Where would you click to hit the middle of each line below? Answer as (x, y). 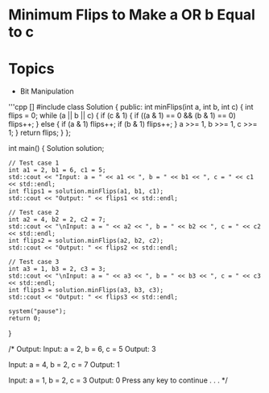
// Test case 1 (34, 163)
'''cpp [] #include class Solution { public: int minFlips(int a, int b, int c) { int (131, 107)
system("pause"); (37, 311)
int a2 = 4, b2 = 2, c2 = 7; (57, 219)
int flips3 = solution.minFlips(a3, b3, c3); (86, 291)
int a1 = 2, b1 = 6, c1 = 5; (57, 170)
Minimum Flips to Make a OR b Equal (132, 15)
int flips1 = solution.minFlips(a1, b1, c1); (86, 191)
